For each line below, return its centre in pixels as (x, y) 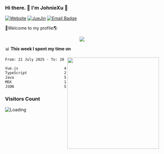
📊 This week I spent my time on (38, 49)
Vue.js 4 (36, 68)
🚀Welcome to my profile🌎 (31, 28)
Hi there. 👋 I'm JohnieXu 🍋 (37, 8)
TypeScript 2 (36, 73)
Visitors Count (23, 99)
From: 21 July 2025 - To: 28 (35, 60)
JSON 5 (36, 87)
